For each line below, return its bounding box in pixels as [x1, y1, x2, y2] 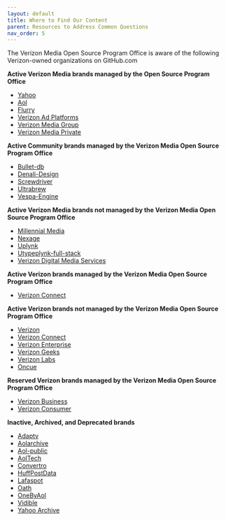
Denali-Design [17, 170, 59, 178]
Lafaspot [17, 476, 43, 485]
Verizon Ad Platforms [17, 113, 79, 122]
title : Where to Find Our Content [7, 17, 108, 24]
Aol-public [17, 447, 48, 455]
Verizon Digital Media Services [17, 257, 106, 265]
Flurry [17, 106, 35, 114]
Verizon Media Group [17, 120, 79, 129]
